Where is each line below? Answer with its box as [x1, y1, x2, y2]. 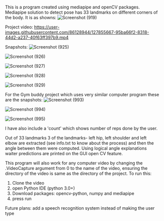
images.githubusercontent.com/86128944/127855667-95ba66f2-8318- [5, 29, 149, 35]
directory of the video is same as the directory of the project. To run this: [5, 170, 152, 176]
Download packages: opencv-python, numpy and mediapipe [12, 191, 135, 196]
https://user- [34, 24, 60, 30]
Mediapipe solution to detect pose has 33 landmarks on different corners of [5, 9, 158, 15]
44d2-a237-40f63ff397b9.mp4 [5, 34, 69, 40]
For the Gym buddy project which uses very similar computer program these [5, 92, 159, 97]
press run [12, 196, 32, 201]
